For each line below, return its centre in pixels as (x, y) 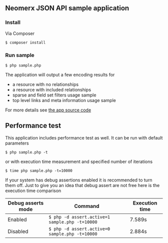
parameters (17, 143)
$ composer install (25, 42)
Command (87, 206)
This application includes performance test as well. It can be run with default (84, 137)
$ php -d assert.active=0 (79, 229)
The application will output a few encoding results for (60, 74)
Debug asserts (26, 203)
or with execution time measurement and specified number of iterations (79, 161)
